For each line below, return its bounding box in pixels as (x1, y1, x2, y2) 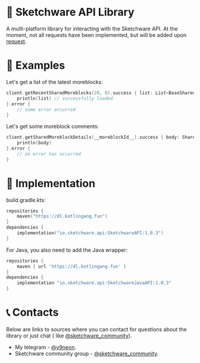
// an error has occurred (17, 151, 82, 157)
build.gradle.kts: (6, 196, 46, 203)
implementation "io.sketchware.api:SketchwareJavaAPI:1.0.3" (17, 280, 171, 286)
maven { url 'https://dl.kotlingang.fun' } (17, 263, 127, 269)
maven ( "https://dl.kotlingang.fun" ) (17, 213, 108, 219)
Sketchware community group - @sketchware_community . (14, 350, 159, 357)
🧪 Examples (6, 59, 65, 72)
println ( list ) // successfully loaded (17, 95, 113, 101)
